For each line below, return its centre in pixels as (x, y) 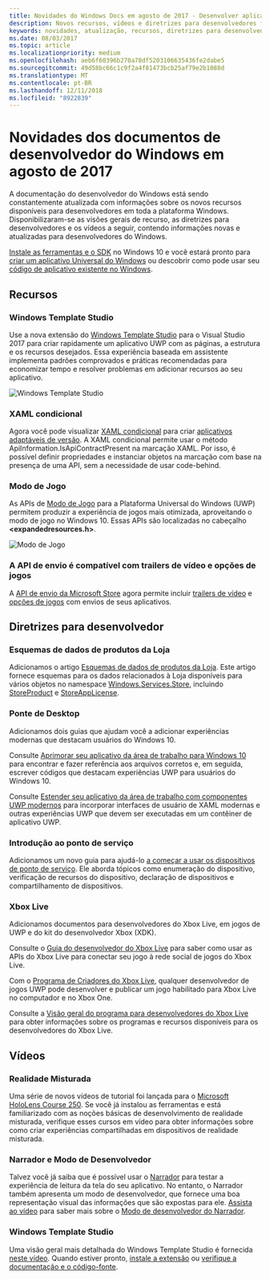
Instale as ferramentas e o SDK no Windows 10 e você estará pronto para (130, 252)
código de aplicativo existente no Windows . (81, 269)
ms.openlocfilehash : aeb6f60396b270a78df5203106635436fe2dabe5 (117, 61)
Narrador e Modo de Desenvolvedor (80, 1159)
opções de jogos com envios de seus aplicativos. (90, 601)
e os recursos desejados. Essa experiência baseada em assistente (119, 352)
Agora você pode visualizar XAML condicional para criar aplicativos (121, 431)
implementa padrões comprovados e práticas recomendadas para (118, 360)
